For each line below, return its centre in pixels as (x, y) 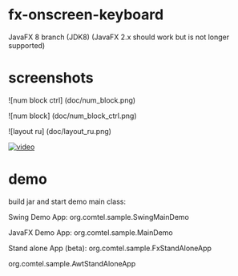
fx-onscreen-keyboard (86, 15)
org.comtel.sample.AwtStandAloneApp (72, 263)
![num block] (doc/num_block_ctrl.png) (73, 116)
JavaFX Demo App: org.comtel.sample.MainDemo (91, 232)
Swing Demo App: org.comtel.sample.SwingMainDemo (99, 217)
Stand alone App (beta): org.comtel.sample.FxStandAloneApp (110, 248)
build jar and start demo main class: (67, 201)
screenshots (51, 78)
